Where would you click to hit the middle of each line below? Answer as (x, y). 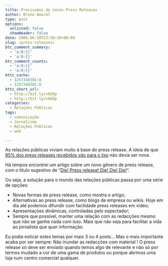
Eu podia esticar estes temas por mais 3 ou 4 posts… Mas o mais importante (84, 237)
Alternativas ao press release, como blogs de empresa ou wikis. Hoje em (88, 200)
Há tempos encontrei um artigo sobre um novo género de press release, (80, 165)
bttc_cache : (18, 75)
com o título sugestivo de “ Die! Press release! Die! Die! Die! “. (67, 170)
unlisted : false (27, 29)
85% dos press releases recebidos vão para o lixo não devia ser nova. (78, 155)
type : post (17, 19)
